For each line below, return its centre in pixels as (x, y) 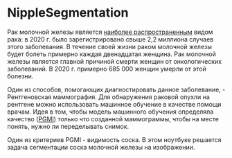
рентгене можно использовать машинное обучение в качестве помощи (114, 104)
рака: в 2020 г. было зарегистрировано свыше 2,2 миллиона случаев (110, 39)
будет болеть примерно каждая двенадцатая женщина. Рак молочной (112, 54)
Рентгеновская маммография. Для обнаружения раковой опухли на (108, 97)
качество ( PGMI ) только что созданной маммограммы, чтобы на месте (113, 119)
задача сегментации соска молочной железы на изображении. (101, 147)
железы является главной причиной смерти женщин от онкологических (115, 61)
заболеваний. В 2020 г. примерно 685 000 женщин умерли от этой (107, 69)
